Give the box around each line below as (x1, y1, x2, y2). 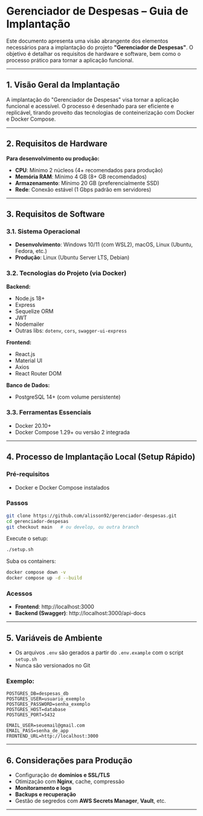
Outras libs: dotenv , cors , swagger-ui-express (14, 326, 127, 334)
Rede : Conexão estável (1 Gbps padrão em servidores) (14, 186, 152, 193)
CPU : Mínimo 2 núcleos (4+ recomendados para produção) (14, 166, 163, 174)
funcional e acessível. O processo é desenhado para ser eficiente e (6, 102, 174, 110)
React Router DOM (14, 369, 62, 377)
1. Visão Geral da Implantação (6, 80, 120, 90)
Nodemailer (14, 320, 44, 328)
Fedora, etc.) (14, 248, 47, 255)
